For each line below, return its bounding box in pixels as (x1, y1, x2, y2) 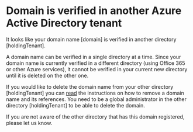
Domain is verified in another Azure (6, 4, 182, 18)
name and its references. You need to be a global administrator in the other (6, 95, 187, 103)
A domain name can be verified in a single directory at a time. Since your (6, 53, 181, 60)
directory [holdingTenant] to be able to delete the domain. (6, 102, 145, 109)
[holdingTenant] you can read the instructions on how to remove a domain (6, 89, 184, 96)
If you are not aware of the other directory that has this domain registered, (6, 113, 185, 120)
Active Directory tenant (6, 16, 122, 30)
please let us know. (6, 119, 53, 126)
